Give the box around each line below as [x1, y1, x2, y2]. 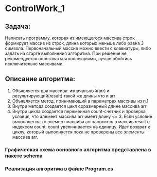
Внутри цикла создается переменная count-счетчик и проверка [12, 108, 146, 114]
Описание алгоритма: [5, 75, 75, 83]
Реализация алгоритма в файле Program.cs [5, 165, 113, 172]
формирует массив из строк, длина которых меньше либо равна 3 [5, 40, 144, 46]
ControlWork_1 [5, 3, 65, 14]
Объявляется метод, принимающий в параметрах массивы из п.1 [12, 98, 149, 104]
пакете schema [5, 152, 43, 159]
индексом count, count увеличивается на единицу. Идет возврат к [12, 124, 150, 129]
